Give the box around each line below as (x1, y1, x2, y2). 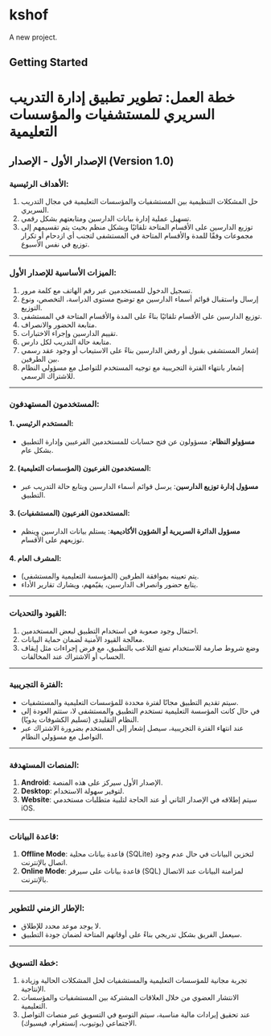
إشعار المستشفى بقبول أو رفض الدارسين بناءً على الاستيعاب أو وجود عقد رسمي (20, 345, 259, 355)
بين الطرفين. (20, 354, 60, 363)
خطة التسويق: (9, 957, 59, 968)
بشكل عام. (20, 445, 54, 454)
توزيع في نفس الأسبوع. (20, 239, 90, 249)
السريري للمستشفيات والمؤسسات (9, 105, 216, 123)
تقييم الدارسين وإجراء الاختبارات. (20, 328, 118, 338)
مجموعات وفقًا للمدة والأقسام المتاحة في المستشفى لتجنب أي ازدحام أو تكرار (20, 231, 253, 241)
